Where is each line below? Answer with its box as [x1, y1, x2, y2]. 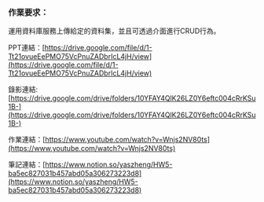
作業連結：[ [8, 135, 46, 145]
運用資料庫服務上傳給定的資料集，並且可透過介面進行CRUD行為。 [8, 26, 221, 36]
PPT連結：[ [8, 43, 46, 53]
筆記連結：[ [8, 160, 46, 170]
